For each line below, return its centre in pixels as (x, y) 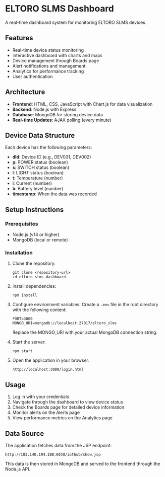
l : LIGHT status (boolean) (38, 173)
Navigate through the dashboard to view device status (68, 402)
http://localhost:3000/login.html (48, 370)
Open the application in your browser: (51, 360)
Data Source (25, 434)
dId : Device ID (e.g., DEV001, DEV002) (52, 157)
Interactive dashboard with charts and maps (57, 55)
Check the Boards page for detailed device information (68, 407)
